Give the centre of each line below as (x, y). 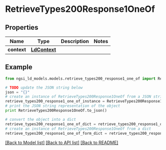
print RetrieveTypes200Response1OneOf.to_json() (56, 111)
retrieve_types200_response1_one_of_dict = (51, 124)
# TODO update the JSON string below (44, 88)
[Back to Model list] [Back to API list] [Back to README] (62, 143)
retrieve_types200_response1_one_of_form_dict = (56, 133)
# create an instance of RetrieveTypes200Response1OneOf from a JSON (78, 97)
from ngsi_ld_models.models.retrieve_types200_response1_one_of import (80, 78)
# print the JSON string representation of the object (63, 106)
